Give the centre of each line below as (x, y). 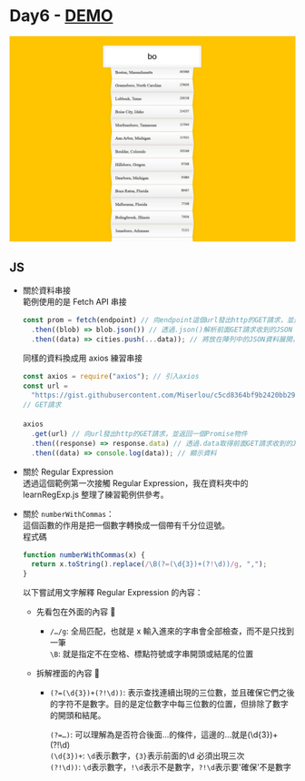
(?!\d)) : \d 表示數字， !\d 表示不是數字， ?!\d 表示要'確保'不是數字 (171, 767)
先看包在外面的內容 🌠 (76, 612)
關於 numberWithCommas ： (69, 513)
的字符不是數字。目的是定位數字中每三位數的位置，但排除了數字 (169, 704)
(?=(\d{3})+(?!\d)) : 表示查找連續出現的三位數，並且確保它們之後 (172, 693)
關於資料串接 (46, 290)
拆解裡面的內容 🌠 (68, 674)
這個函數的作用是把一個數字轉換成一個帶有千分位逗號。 (126, 525)
